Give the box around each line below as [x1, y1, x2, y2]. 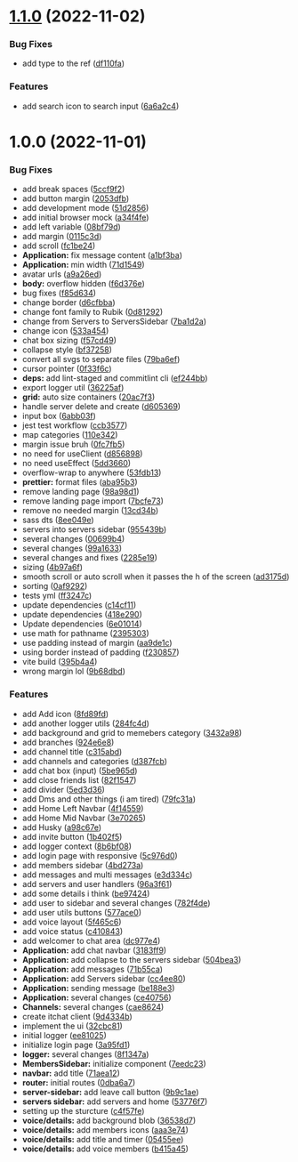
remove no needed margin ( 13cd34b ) [21, 505, 159, 516]
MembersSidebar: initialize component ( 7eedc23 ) [21, 1058, 206, 1069]
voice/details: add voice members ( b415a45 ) [21, 1143, 189, 1154]
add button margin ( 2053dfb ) [21, 193, 130, 204]
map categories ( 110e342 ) [21, 430, 118, 440]
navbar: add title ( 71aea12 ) [21, 1068, 120, 1078]
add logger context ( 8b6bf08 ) [21, 841, 132, 851]
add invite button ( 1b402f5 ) [21, 831, 123, 842]
